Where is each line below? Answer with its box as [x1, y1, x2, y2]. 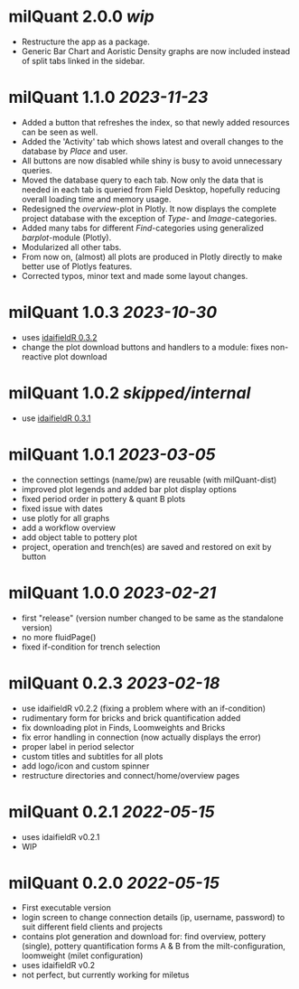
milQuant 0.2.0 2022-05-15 [8, 872, 220, 893]
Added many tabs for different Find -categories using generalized [21, 222, 264, 233]
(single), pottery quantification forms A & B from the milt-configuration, [21, 941, 286, 952]
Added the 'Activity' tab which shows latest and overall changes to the [21, 135, 284, 146]
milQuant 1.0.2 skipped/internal [8, 383, 251, 403]
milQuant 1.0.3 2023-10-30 [8, 303, 218, 322]
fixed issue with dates [21, 503, 103, 514]
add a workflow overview [21, 522, 117, 533]
